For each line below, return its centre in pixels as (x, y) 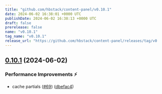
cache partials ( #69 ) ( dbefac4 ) (43, 87)
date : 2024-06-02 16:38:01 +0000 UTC (43, 14)
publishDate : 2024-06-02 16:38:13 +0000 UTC (51, 18)
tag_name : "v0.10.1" (26, 37)
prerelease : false (24, 27)
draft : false (18, 23)
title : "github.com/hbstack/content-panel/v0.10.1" (58, 9)
